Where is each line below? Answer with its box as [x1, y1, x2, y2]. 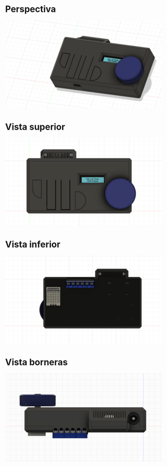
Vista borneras [5, 357, 68, 368]
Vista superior [5, 121, 66, 132]
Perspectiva [5, 3, 56, 15]
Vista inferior [5, 239, 61, 250]
